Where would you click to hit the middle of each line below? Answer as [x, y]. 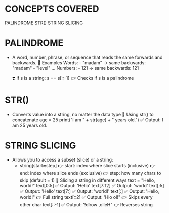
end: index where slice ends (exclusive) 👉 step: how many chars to [90, 173]
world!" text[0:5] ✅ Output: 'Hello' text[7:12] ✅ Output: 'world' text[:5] [92, 185]
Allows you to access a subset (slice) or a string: [62, 159]
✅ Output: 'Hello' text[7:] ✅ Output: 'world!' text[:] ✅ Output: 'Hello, [90, 191]
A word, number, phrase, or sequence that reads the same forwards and [87, 57]
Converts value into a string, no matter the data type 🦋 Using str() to [83, 114]
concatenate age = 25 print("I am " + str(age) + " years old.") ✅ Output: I [88, 120]
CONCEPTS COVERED [52, 9]
